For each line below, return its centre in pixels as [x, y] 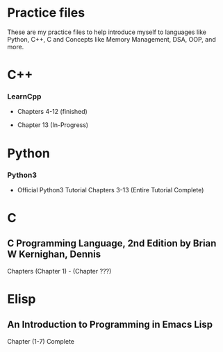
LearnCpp [24, 97]
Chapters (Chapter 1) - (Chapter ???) [59, 271]
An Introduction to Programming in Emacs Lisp [110, 325]
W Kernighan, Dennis [54, 254]
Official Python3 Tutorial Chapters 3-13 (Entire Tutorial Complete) [110, 190]
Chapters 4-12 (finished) [52, 112]
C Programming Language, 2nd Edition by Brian [112, 243]
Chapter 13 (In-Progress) [53, 125]
